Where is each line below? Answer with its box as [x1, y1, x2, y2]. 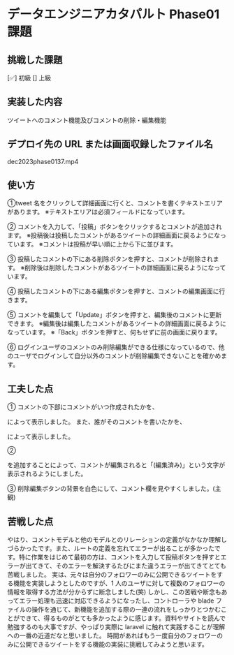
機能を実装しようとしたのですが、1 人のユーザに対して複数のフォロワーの [13, 579, 226, 587]
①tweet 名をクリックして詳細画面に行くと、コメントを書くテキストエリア [7, 199, 223, 207]
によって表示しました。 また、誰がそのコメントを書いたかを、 [7, 418, 187, 426]
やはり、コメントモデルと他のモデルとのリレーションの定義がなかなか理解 [7, 536, 221, 544]
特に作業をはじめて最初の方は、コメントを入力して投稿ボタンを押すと [18, 553, 221, 561]
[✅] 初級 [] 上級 [7, 74, 52, 82]
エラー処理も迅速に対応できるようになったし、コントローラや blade [19, 596, 214, 605]
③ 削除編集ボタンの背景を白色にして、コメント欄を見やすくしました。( [7, 485, 215, 493]
